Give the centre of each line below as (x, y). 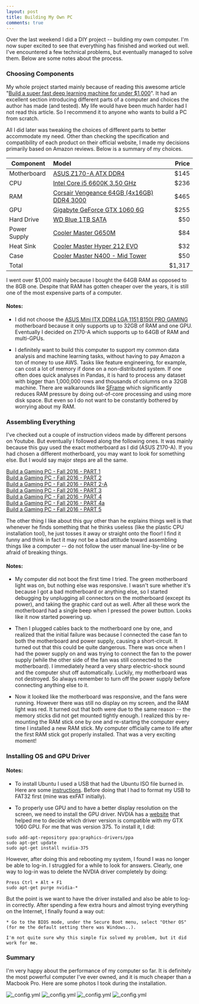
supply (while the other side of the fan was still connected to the (93, 660)
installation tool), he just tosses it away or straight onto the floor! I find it (94, 533)
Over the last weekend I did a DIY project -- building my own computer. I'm (97, 40)
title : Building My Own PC (39, 17)
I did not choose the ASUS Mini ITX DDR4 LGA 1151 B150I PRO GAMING (101, 319)
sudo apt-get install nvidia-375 (47, 848)
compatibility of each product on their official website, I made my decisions (98, 142)
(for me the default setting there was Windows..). (71, 927)
